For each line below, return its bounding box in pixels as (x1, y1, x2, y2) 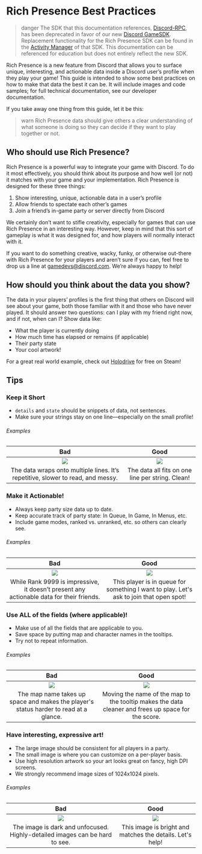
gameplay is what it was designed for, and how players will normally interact (6, 231, 195, 239)
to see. (50, 838, 71, 846)
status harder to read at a (16, 705, 87, 713)
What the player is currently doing (14, 327, 99, 334)
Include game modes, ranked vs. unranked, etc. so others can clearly (14, 518, 187, 525)
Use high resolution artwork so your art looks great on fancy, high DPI (14, 757, 188, 764)
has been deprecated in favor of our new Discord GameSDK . (20, 30, 171, 37)
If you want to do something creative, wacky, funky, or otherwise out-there (6, 249, 192, 257)
